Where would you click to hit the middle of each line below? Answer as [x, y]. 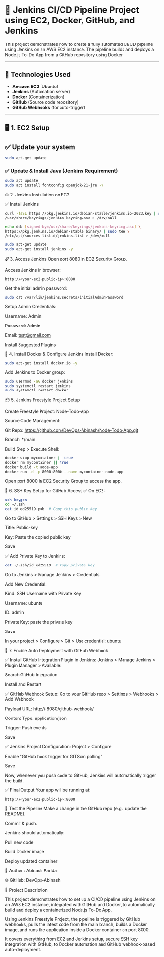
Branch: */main [20, 440]
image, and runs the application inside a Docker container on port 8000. [78, 930]
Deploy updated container [31, 861]
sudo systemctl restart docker [37, 391]
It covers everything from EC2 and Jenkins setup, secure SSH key [72, 939]
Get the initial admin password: [36, 288]
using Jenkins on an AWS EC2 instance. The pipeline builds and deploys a [80, 49]
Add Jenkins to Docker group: [35, 372]
